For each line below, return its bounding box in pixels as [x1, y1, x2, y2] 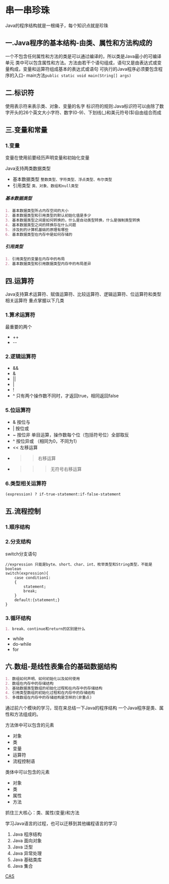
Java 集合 [12, 863, 33, 869]
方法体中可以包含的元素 [5, 722, 54, 728]
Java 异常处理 [12, 850, 42, 857]
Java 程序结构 [12, 831, 42, 837]
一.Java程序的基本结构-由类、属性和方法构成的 [5, 39, 153, 47]
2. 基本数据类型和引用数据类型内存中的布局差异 [5, 261, 92, 267]
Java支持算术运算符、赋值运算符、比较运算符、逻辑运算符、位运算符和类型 [5, 291, 162, 297]
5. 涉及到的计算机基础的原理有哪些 [5, 227, 69, 232]
